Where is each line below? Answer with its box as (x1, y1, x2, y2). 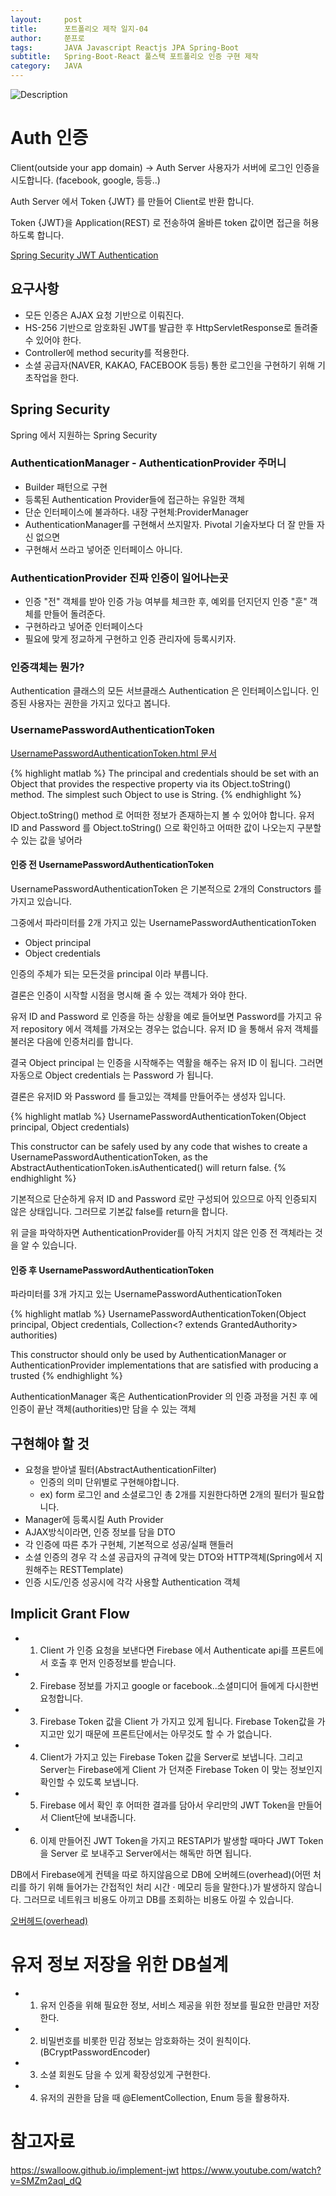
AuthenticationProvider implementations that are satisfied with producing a (10, 1359, 319, 1371)
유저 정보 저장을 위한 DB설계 (10, 1953, 229, 1976)
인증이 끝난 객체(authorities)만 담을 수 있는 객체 (10, 1403, 197, 1415)
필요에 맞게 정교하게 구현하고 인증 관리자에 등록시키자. (24, 633, 237, 645)
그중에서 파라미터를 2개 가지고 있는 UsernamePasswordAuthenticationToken (10, 916, 317, 928)
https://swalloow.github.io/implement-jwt (10, 2164, 180, 2176)
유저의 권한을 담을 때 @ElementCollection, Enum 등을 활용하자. (39, 2091, 290, 2103)
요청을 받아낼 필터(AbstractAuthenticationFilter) (24, 1463, 217, 1475)
